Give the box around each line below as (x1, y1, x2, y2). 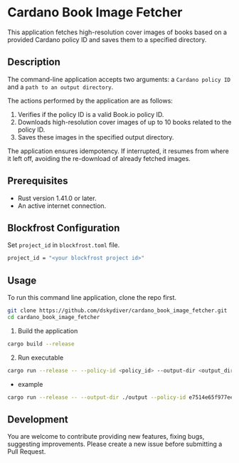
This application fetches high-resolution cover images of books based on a (7, 28, 228, 36)
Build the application (17, 326, 78, 335)
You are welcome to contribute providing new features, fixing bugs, (7, 432, 205, 441)
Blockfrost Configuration (7, 222, 120, 234)
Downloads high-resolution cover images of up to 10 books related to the (17, 118, 232, 126)
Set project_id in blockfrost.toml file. (7, 241, 120, 249)
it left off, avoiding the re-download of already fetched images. (7, 154, 191, 162)
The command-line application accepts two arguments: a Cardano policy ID (7, 75, 231, 83)
